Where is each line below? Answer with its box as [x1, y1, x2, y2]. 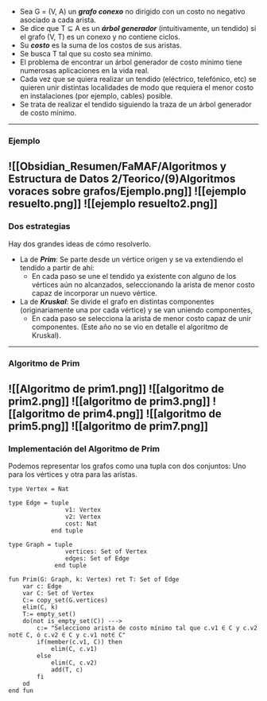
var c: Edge [22, 583, 62, 591]
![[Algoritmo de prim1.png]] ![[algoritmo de [8, 381, 225, 396]
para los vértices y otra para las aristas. [8, 470, 137, 479]
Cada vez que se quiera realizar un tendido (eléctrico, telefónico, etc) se [19, 75, 257, 83]
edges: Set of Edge [64, 555, 130, 563]
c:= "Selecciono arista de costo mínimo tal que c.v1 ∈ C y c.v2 [37, 624, 258, 633]
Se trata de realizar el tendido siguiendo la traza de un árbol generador [19, 99, 252, 109]
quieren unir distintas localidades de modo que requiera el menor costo [19, 83, 254, 92]
